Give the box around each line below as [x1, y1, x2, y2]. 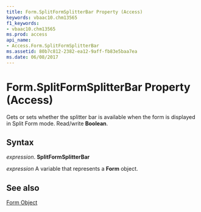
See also [6, 183, 40, 193]
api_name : [6, 37, 32, 43]
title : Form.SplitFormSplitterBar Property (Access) [6, 9, 143, 15]
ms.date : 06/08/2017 [6, 54, 59, 60]
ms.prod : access [6, 32, 48, 38]
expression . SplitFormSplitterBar [6, 153, 90, 161]
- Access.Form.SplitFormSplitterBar [6, 43, 99, 49]
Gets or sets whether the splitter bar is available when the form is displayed [6, 113, 196, 120]
